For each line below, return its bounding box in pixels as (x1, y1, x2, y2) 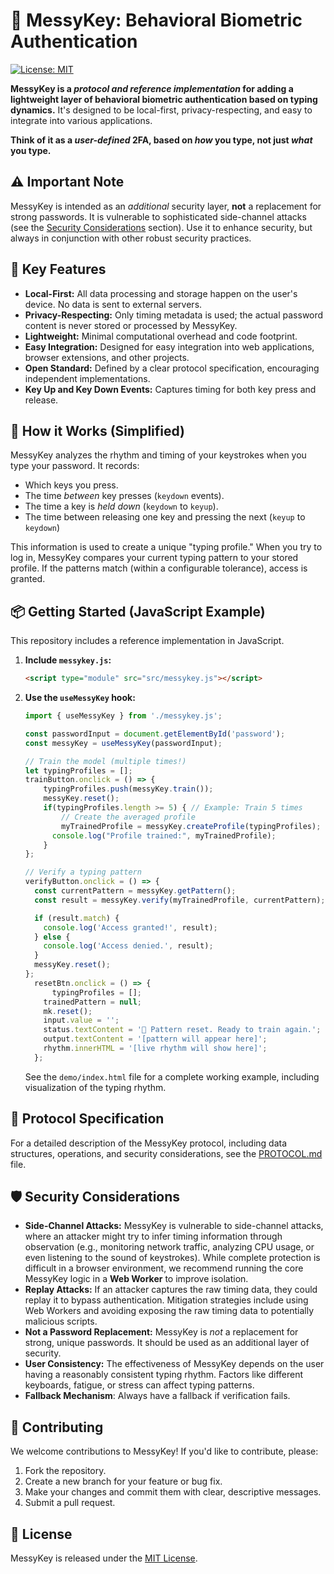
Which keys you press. (24, 479, 119, 491)
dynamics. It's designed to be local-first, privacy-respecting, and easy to (10, 104, 313, 116)
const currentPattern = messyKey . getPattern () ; (34, 886, 237, 896)
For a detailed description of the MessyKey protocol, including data (10, 1137, 288, 1149)
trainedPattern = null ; (43, 997, 142, 1007)
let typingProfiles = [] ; (24, 765, 133, 776)
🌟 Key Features (10, 261, 107, 278)
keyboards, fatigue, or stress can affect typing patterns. (24, 1379, 255, 1391)
